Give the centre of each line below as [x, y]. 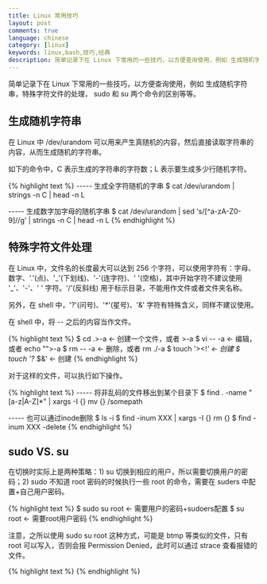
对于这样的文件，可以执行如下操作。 [68, 375]
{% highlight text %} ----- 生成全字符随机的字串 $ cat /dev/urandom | [122, 186]
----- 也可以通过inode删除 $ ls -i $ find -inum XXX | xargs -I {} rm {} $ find [130, 417]
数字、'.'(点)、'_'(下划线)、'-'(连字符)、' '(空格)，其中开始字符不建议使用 [125, 278]
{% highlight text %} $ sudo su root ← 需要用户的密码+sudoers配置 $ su [126, 509]
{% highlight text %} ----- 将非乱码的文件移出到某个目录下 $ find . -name [128, 392]
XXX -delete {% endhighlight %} [79, 426]
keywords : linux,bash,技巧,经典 [60, 53]
